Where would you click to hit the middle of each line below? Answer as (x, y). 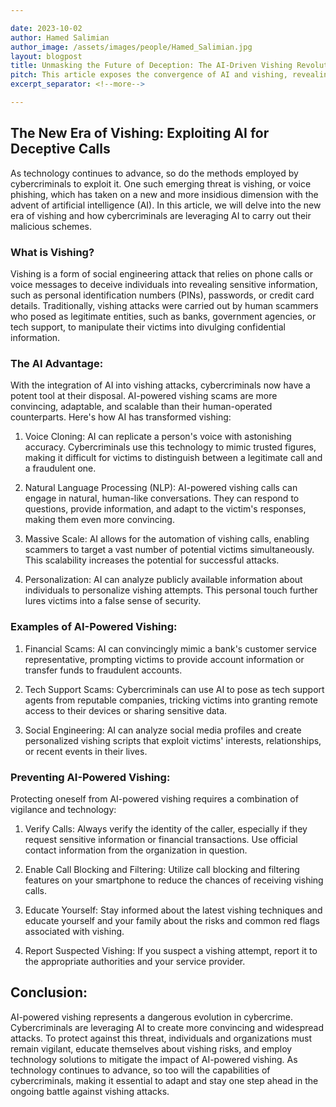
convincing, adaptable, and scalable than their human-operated (141, 407)
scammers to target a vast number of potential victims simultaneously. (169, 550)
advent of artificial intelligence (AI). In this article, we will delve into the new (166, 205)
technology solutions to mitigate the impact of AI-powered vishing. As (154, 1059)
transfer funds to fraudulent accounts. (103, 670)
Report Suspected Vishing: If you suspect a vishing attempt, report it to (171, 950)
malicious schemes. (51, 226)
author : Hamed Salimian (60, 37)
